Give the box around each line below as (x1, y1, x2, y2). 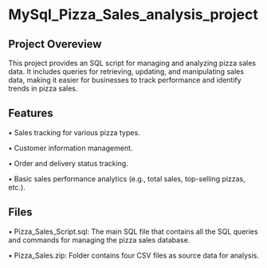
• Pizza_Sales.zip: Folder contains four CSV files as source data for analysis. (8, 251, 260, 260)
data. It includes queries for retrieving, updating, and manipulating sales (8, 67, 245, 76)
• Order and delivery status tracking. (8, 158, 129, 168)
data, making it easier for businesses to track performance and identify (8, 76, 241, 84)
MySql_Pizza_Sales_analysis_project (8, 6, 259, 24)
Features (8, 107, 53, 120)
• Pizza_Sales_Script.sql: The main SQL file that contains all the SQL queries (8, 227, 258, 236)
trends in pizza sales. (8, 84, 78, 93)
